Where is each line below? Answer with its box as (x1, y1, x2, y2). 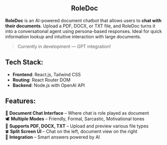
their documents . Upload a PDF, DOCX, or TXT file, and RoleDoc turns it (5, 23, 155, 29)
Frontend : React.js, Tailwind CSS (12, 71, 81, 77)
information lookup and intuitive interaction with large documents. (5, 33, 142, 39)
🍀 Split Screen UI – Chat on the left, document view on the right (5, 128, 137, 134)
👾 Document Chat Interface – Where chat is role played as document (5, 110, 149, 116)
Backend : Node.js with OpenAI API (12, 82, 85, 88)
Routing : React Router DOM (12, 77, 70, 83)
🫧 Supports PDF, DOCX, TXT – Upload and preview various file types (5, 123, 149, 129)
